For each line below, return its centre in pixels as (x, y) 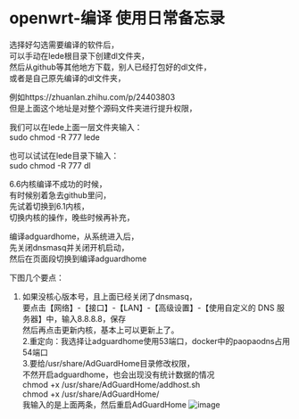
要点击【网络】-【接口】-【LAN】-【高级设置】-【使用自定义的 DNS (148, 308)
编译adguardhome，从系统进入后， (74, 236)
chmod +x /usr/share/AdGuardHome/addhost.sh (111, 384)
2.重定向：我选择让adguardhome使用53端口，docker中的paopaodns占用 (156, 341)
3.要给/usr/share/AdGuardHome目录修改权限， (108, 363)
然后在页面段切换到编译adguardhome (78, 259)
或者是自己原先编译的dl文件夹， (67, 78)
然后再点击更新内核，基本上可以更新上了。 (100, 330)
